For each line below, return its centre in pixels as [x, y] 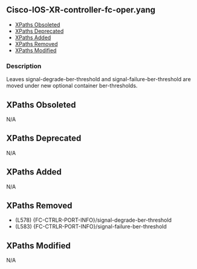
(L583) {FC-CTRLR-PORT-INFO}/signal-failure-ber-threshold [91, 227]
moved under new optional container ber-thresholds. [72, 86]
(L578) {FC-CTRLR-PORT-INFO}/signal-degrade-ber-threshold [93, 220]
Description [24, 66]
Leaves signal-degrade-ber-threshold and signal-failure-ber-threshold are [99, 79]
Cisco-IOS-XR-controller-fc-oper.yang [81, 10]
